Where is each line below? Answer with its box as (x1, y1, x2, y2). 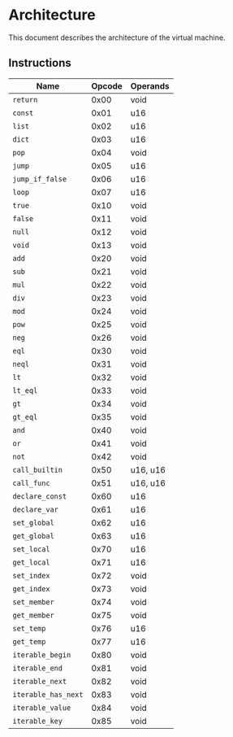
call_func (12, 478, 50, 487)
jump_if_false (12, 174, 67, 184)
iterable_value (12, 703, 71, 713)
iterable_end (12, 663, 63, 673)
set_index (12, 571, 50, 580)
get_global (12, 531, 54, 540)
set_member (12, 597, 54, 607)
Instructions (8, 56, 71, 70)
